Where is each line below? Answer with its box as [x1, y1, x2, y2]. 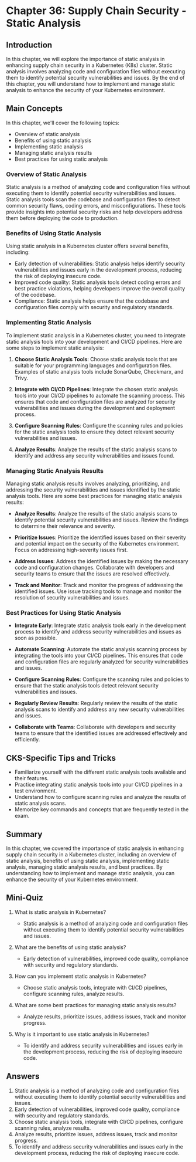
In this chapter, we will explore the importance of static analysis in [6, 56, 165, 62]
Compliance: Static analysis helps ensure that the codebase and [14, 297, 170, 304]
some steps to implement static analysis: [6, 344, 104, 351]
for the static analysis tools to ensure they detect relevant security [14, 428, 174, 435]
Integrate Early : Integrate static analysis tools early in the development [14, 622, 186, 629]
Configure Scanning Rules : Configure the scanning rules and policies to [14, 676, 190, 683]
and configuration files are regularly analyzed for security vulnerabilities [14, 658, 188, 665]
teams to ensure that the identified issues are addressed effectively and [14, 730, 188, 737]
